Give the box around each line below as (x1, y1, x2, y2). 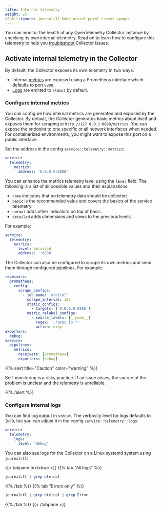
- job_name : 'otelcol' (22, 293, 69, 297)
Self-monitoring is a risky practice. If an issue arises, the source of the (5, 374, 146, 380)
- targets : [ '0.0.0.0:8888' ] (31, 306, 91, 311)
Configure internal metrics (5, 99, 69, 106)
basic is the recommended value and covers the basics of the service (12, 198, 153, 204)
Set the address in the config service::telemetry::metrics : (5, 146, 125, 152)
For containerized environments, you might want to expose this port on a (5, 131, 151, 137)
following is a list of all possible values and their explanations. (5, 183, 129, 189)
